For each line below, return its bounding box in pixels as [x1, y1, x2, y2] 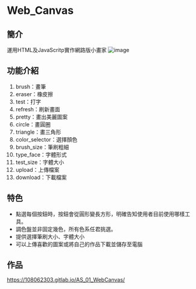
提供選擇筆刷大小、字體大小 [15, 233, 85, 240]
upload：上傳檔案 [15, 166, 60, 173]
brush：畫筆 [15, 83, 46, 90]
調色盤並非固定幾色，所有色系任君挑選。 [15, 225, 116, 233]
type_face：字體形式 [15, 151, 67, 158]
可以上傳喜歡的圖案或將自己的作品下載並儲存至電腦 [15, 240, 143, 248]
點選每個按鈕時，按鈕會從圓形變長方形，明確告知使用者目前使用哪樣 [15, 210, 185, 218]
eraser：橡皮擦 [15, 90, 53, 97]
